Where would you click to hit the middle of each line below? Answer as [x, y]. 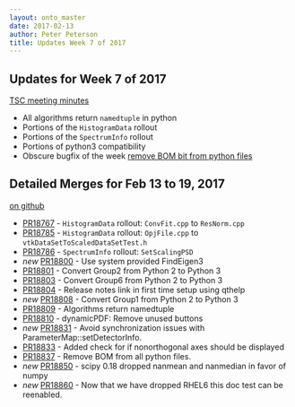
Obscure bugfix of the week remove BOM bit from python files [137, 156]
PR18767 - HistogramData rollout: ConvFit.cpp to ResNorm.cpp [133, 223]
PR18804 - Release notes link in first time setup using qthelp [134, 290]
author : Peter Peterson [54, 34]
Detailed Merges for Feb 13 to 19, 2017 [117, 184]
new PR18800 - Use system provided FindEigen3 [113, 261]
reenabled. [42, 394]
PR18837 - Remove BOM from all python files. [106, 356]
